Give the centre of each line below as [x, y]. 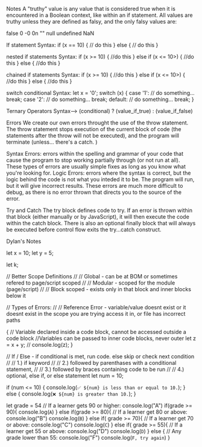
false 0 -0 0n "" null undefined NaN [50, 33]
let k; [12, 265]
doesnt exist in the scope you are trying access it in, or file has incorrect [96, 314]
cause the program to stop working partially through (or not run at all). [93, 160]
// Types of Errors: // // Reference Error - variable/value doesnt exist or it [96, 307]
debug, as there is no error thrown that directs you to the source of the [94, 192]
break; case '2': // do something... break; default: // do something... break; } [100, 99]
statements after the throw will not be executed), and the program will [93, 136]
